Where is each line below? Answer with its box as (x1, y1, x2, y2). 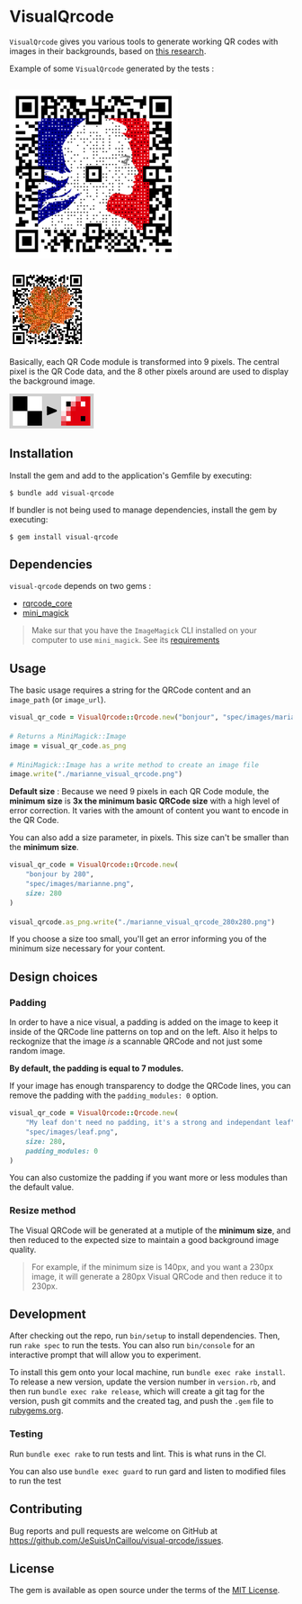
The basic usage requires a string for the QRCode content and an (9, 684, 252, 695)
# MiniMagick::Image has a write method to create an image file (9, 760, 259, 769)
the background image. (9, 376, 96, 386)
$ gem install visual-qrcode (9, 532, 119, 541)
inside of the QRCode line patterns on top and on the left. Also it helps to (9, 1027, 278, 1038)
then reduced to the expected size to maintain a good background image (9, 1234, 280, 1245)
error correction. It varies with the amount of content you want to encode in (9, 805, 289, 816)
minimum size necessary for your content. (9, 943, 165, 954)
